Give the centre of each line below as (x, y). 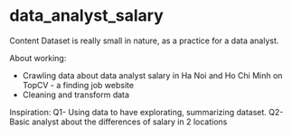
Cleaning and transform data (75, 95)
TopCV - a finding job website (78, 85)
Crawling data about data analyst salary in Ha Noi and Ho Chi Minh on (152, 75)
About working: (38, 58)
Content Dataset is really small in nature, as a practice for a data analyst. (144, 41)
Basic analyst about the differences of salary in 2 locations (118, 122)
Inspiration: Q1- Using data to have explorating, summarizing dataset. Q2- (146, 112)
